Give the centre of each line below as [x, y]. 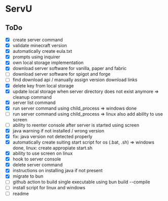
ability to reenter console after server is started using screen [76, 125]
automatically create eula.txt [42, 51]
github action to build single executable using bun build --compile [81, 182]
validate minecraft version [40, 46]
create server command [38, 40]
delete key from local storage [43, 86]
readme [21, 193]
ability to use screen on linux [43, 153]
